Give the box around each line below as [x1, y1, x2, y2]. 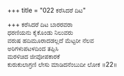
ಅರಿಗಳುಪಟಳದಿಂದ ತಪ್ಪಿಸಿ [7, 44, 59, 53]
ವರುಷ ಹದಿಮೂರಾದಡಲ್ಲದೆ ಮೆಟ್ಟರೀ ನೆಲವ [7, 36, 94, 45]
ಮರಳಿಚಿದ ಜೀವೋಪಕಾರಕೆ [7, 53, 60, 60]
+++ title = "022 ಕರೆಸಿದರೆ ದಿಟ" [7, 6, 86, 14]
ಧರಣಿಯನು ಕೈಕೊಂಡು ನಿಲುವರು [7, 28, 74, 36]
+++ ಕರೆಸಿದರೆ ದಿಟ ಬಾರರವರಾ [7, 21, 73, 28]
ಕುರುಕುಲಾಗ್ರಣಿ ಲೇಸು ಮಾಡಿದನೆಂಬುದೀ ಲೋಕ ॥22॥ [7, 60, 118, 68]
